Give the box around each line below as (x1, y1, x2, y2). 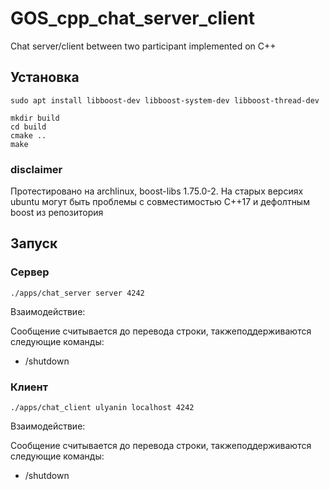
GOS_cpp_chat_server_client (10, 7, 256, 30)
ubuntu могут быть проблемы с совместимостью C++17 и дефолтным (10, 196, 310, 208)
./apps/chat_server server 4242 (10, 288, 145, 298)
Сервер (10, 265, 50, 279)
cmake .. (10, 130, 47, 141)
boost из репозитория (10, 207, 104, 219)
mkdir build (10, 113, 60, 123)
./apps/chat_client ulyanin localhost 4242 (10, 403, 195, 413)
